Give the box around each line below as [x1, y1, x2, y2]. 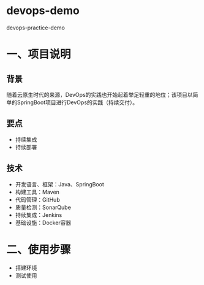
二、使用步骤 [6, 243, 72, 256]
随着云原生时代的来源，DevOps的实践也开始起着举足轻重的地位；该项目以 [6, 91, 193, 98]
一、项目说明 [6, 47, 72, 61]
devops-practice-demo [6, 24, 66, 31]
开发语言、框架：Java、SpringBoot [15, 180, 104, 188]
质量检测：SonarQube [15, 203, 72, 211]
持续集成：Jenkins [15, 211, 62, 218]
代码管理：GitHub [15, 196, 60, 203]
